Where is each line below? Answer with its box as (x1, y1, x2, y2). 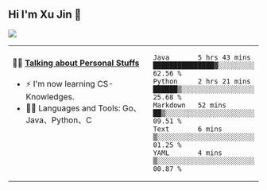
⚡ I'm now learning (25, 79, 95, 90)
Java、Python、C (25, 114, 92, 126)
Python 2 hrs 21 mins (153, 76, 251, 86)
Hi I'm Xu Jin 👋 (8, 8, 82, 21)
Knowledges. (25, 91, 75, 103)
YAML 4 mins (153, 148, 222, 157)
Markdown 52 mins (153, 100, 226, 110)
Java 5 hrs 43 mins (153, 52, 251, 62)
